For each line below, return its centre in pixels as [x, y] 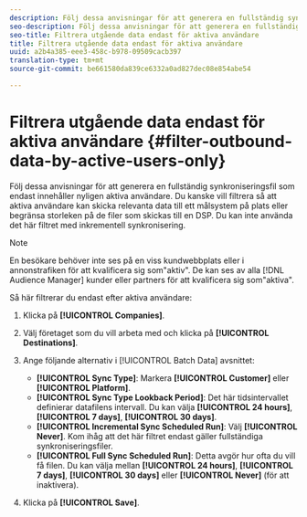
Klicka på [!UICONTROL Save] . [81, 502]
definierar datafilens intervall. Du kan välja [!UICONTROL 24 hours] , [164, 406]
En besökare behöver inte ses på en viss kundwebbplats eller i [127, 260]
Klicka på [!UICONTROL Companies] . [94, 315]
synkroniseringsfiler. [75, 446]
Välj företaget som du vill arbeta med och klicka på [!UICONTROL [146, 332]
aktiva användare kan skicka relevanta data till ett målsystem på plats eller [149, 206]
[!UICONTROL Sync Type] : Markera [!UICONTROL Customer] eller [163, 378]
